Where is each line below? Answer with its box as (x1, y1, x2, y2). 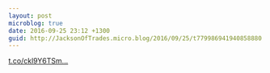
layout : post (8, 11, 53, 20)
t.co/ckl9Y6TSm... (8, 56, 69, 66)
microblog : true (8, 19, 63, 27)
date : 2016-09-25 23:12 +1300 (8, 26, 111, 34)
